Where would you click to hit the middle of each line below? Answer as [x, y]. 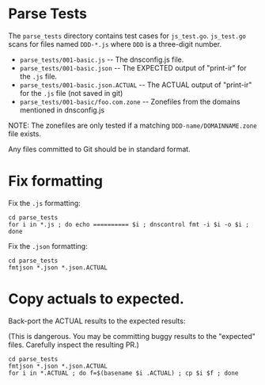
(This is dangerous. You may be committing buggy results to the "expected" [132, 336]
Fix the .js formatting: [44, 203]
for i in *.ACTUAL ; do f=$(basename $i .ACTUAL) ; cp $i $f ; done [123, 373]
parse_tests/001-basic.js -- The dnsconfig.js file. [102, 59]
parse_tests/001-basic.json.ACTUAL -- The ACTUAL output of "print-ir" [136, 85]
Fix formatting [55, 181]
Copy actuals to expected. [96, 299]
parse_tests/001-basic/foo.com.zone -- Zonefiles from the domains [130, 101]
